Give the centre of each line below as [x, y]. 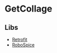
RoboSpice [23, 45]
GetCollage [28, 9]
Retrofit [19, 39]
